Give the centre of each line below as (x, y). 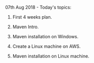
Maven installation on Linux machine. (51, 56)
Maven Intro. (26, 27)
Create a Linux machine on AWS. (46, 46)
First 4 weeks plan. (32, 17)
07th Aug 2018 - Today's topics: (38, 7)
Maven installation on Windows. (45, 37)
